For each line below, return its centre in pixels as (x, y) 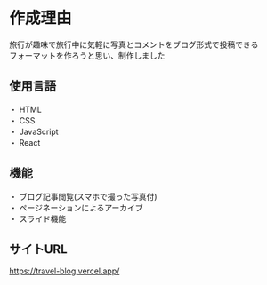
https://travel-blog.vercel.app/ (65, 271)
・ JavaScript (34, 131)
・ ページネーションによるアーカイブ (77, 207)
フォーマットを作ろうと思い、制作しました (87, 55)
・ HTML (25, 109)
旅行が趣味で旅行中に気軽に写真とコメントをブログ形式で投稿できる (134, 44)
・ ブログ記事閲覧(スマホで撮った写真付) (83, 196)
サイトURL (39, 249)
